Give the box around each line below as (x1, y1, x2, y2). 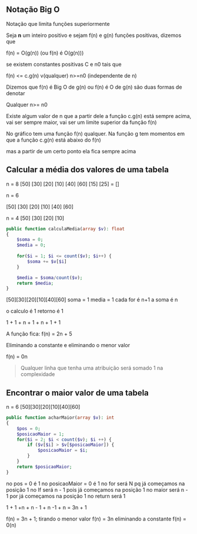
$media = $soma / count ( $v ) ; (16, 274, 83, 281)
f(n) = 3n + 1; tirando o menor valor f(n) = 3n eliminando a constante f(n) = (6, 515, 186, 522)
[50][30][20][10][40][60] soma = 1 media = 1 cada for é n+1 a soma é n (6, 296, 178, 303)
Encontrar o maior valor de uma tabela (6, 388, 149, 398)
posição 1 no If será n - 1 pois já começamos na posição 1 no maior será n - (6, 486, 188, 493)
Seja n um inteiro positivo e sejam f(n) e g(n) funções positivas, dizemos (6, 32, 182, 39)
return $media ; (16, 280, 54, 286)
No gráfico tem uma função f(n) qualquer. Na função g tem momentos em (6, 130, 185, 137)
